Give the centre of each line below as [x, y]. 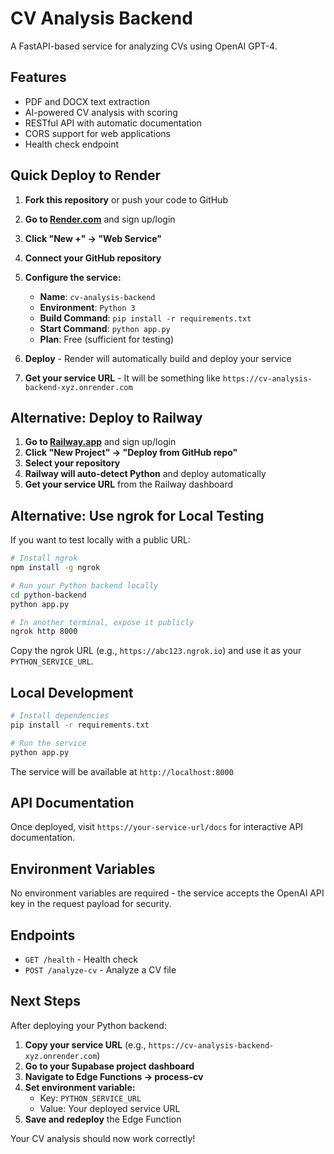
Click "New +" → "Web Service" [93, 238]
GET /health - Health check [81, 959]
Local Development [72, 692]
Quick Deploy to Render [86, 175]
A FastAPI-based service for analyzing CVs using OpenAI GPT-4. [144, 46]
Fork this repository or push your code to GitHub [126, 199]
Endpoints [43, 935]
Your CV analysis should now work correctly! [103, 1138]
